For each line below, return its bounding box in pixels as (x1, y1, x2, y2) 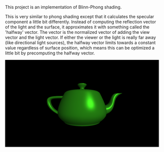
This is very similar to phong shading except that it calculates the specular (5, 14, 155, 19)
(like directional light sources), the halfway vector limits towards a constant (5, 40, 156, 46)
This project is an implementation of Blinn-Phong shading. (5, 4, 122, 10)
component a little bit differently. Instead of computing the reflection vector (5, 19, 156, 25)
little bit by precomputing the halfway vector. (5, 50, 95, 56)
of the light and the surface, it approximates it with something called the (5, 24, 150, 30)
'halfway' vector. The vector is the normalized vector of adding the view (5, 29, 150, 35)
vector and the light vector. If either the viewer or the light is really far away (5, 34, 156, 40)
